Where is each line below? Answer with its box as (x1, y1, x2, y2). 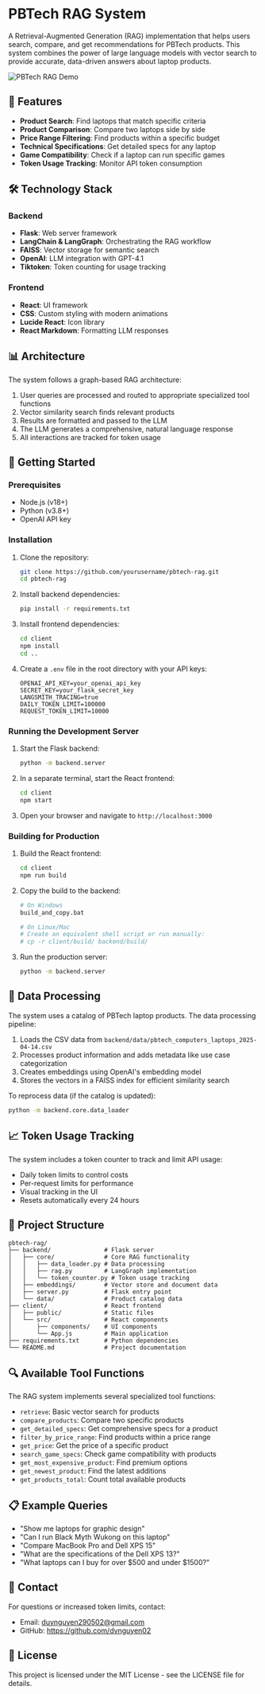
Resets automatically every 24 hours (19, 1195, 140, 1204)
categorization (19, 1058, 67, 1068)
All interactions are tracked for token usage (19, 432, 161, 442)
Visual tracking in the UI (19, 1187, 98, 1196)
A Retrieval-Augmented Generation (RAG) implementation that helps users (8, 31, 251, 41)
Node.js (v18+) (19, 498, 68, 507)
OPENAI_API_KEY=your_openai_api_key (19, 679, 141, 687)
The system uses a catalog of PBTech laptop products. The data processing (8, 1010, 256, 1020)
